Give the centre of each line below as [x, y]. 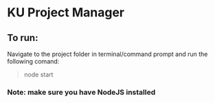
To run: [23, 38]
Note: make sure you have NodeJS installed [81, 92]
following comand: [33, 61]
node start [38, 74]
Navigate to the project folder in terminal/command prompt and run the [107, 54]
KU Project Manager [66, 13]
